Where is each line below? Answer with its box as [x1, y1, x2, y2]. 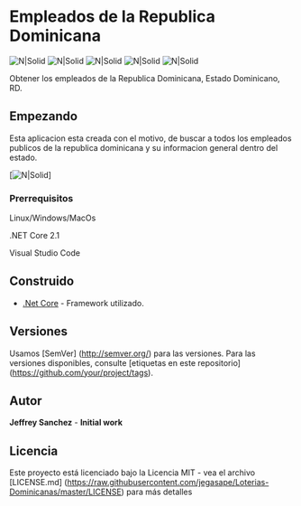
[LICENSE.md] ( [9, 477, 68, 488]
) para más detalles [121, 486, 193, 498]
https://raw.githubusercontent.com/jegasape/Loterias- [67, 477, 269, 488]
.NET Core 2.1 [9, 230, 60, 241]
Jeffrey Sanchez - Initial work [9, 417, 123, 428]
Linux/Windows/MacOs [9, 212, 96, 223]
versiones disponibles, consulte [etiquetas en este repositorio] [9, 357, 242, 368]
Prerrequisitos [9, 192, 74, 204]
